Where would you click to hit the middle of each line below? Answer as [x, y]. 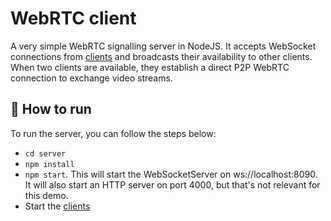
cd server [45, 153]
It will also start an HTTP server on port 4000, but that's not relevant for [172, 184]
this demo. [46, 195]
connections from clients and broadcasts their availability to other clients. [161, 56]
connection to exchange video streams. [91, 78]
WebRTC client [73, 18]
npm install [49, 164]
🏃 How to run [51, 109]
